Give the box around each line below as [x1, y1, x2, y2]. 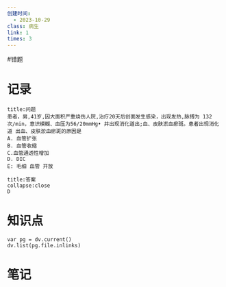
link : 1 [7, 29, 29, 36]
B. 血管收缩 [7, 142, 38, 149]
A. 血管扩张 [7, 135, 38, 142]
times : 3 [7, 36, 32, 42]
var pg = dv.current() [7, 236, 72, 243]
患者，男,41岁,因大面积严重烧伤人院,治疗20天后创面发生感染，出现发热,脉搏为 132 [7, 114, 212, 121]
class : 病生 [7, 23, 39, 29]
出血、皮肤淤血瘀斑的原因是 [15, 128, 82, 135]
